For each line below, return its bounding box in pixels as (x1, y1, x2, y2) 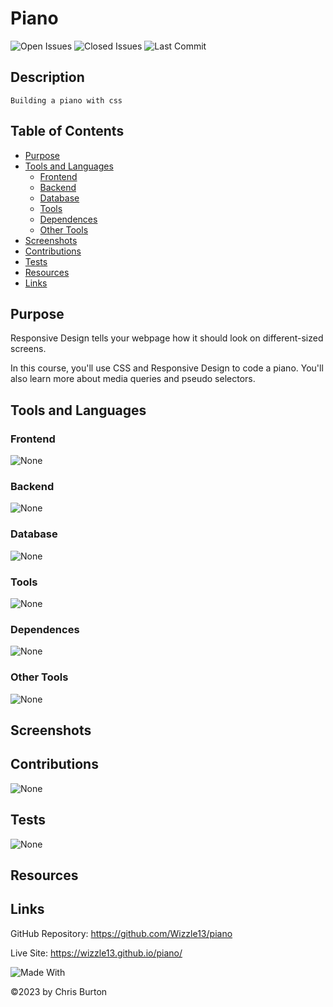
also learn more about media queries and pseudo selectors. (10, 373, 256, 385)
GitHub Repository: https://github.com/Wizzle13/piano (10, 927, 233, 939)
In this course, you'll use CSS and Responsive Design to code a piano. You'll (10, 362, 324, 374)
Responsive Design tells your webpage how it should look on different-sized (10, 332, 324, 344)
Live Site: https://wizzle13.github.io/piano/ (10, 947, 183, 959)
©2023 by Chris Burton (10, 985, 108, 997)
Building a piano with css (10, 95, 123, 106)
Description (10, 69, 85, 86)
